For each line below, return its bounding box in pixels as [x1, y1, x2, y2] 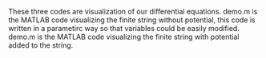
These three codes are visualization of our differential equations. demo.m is [8, 7, 258, 16]
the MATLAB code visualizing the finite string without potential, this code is [8, 15, 256, 25]
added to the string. [8, 41, 74, 50]
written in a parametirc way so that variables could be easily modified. [8, 24, 240, 33]
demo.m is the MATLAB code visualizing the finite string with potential [8, 32, 240, 41]
